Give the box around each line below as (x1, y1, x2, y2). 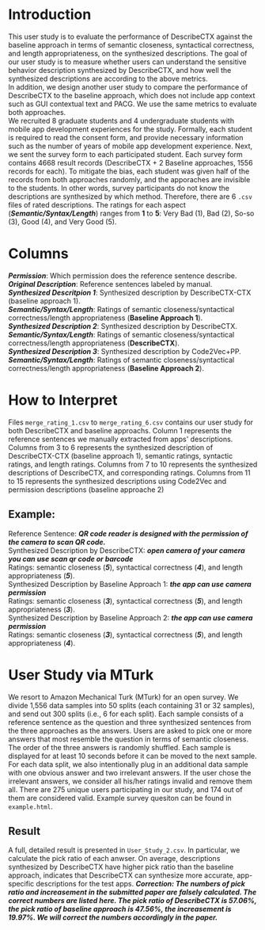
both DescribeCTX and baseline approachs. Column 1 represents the (8, 425, 232, 435)
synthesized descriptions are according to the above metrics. (8, 74, 208, 83)
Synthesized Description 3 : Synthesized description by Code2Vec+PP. (8, 346, 241, 356)
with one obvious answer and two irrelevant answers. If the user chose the (8, 768, 252, 777)
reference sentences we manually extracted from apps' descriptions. (8, 434, 233, 444)
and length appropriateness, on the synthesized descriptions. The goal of (8, 48, 248, 58)
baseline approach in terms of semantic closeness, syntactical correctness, (8, 40, 255, 49)
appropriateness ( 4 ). (8, 638, 76, 647)
